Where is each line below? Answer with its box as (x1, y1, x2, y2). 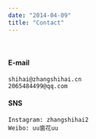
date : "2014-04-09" (8, 11, 72, 20)
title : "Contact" (8, 19, 65, 27)
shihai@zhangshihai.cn (8, 75, 82, 83)
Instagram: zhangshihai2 (8, 116, 89, 123)
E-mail (8, 58, 30, 67)
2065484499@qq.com (8, 82, 68, 90)
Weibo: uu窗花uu (8, 124, 59, 132)
